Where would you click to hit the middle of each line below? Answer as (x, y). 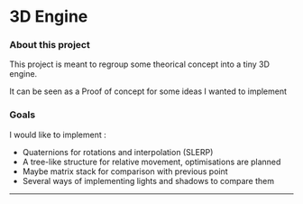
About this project (50, 45)
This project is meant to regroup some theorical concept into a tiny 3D (140, 64)
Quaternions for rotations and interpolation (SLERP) (118, 152)
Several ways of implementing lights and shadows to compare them (148, 181)
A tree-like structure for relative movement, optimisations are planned (151, 162)
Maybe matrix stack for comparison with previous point (125, 171)
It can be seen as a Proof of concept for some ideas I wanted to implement (148, 91)
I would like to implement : (58, 134)
